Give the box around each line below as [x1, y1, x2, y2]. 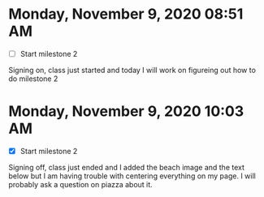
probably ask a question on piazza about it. [8, 180, 153, 189]
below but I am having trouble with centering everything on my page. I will [8, 171, 256, 181]
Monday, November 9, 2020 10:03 [8, 102, 245, 121]
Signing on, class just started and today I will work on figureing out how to [8, 66, 256, 75]
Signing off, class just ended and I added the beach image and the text [8, 163, 245, 172]
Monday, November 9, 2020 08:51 [8, 5, 244, 24]
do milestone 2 [8, 74, 58, 84]
